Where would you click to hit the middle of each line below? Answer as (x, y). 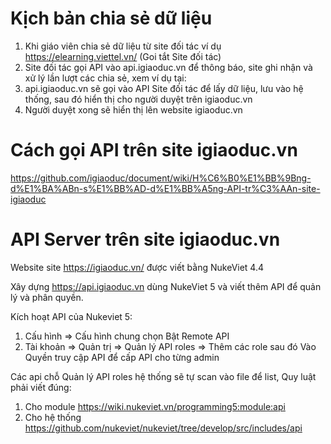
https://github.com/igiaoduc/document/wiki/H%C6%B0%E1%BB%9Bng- (161, 178)
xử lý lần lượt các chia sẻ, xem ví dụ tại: (105, 78)
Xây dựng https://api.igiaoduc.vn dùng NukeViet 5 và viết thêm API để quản (166, 286)
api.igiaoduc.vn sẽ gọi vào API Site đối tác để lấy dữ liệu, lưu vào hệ (164, 88)
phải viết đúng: (41, 387)
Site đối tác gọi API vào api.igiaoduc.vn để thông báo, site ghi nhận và (168, 67)
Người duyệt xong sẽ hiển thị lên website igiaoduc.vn (133, 109)
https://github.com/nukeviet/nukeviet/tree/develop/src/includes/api (163, 428)
